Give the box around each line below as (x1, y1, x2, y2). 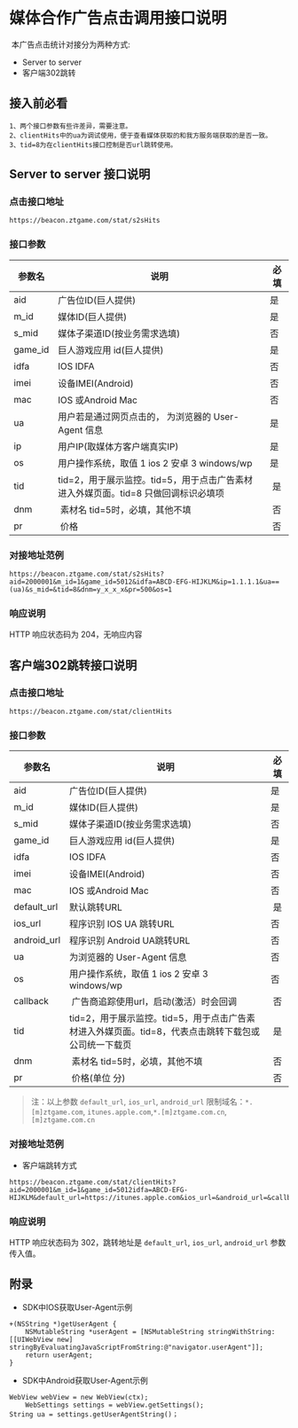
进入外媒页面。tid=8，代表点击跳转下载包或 (78, 1025, 260, 1038)
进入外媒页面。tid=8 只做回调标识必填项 (57, 487, 224, 499)
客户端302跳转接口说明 (9, 657, 137, 672)
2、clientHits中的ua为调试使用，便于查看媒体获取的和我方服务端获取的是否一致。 (9, 130, 272, 140)
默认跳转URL (69, 901, 122, 914)
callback (13, 995, 49, 1008)
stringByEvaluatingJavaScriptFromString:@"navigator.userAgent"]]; (9, 1343, 264, 1352)
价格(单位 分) (71, 1072, 126, 1085)
